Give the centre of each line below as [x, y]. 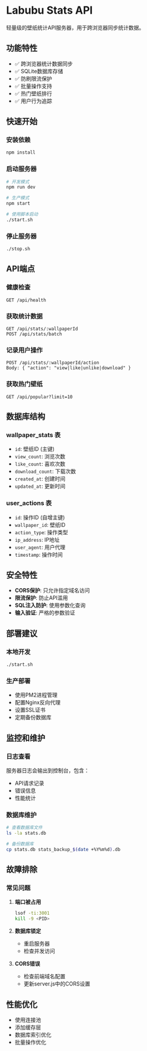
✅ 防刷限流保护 [33, 79]
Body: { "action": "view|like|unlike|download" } [69, 368]
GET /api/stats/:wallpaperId [42, 329]
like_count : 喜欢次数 [40, 464]
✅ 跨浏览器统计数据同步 [44, 64]
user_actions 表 [29, 503]
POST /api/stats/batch [34, 334]
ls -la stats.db [26, 833]
